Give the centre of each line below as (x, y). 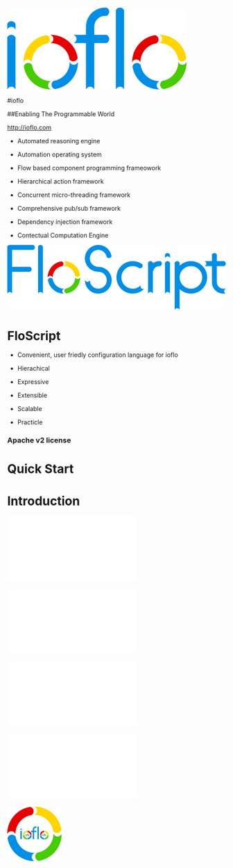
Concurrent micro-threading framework (74, 195)
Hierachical (33, 369)
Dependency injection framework (65, 222)
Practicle (30, 422)
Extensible (32, 395)
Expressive (33, 382)
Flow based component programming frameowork (89, 168)
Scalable (30, 409)
